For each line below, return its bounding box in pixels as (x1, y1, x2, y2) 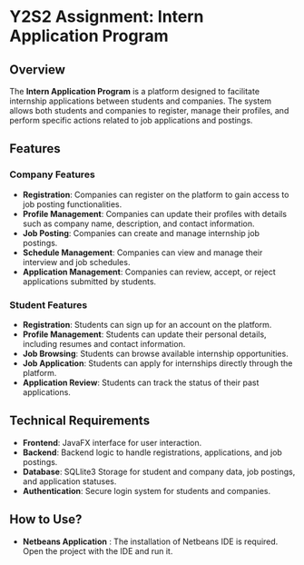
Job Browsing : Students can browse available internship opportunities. (22, 348, 289, 359)
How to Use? (9, 511, 83, 528)
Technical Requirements (9, 413, 151, 429)
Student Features (9, 298, 88, 311)
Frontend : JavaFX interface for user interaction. (22, 437, 202, 448)
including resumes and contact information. (22, 338, 186, 349)
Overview (9, 62, 66, 77)
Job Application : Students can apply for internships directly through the (22, 357, 293, 369)
